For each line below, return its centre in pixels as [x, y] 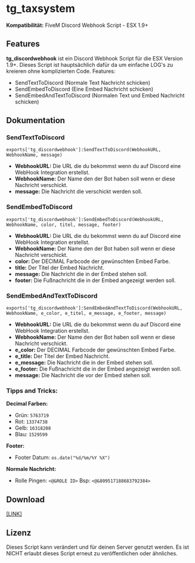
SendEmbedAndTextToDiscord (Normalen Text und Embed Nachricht [100, 95]
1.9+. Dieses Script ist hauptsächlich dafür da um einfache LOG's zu [90, 65]
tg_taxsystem [41, 9]
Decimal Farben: [27, 404]
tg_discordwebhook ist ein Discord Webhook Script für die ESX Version [95, 58]
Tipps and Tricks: [32, 390]
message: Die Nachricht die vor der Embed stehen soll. [83, 375]
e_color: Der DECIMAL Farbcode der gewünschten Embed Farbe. [95, 350]
